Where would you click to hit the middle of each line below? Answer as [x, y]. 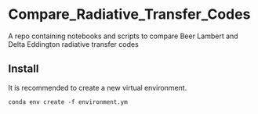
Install [24, 69]
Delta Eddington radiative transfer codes [73, 44]
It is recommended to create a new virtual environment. [98, 87]
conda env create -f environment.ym [68, 102]
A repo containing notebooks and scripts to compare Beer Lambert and [123, 36]
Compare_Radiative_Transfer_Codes [129, 14]
